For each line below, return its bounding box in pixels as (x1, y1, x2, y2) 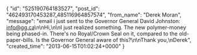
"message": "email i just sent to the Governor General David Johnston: (6, 18, 181, 24)
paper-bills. (6, 37, 35, 43)
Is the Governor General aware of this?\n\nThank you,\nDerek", (35, 37, 192, 43)
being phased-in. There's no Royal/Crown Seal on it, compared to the (6, 30, 178, 37)
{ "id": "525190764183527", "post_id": (6, 5, 100, 12)
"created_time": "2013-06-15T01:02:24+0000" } (6, 43, 125, 50)
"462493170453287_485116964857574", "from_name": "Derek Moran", (6, 11, 182, 18)
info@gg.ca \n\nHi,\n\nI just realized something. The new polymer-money (6, 24, 186, 31)
